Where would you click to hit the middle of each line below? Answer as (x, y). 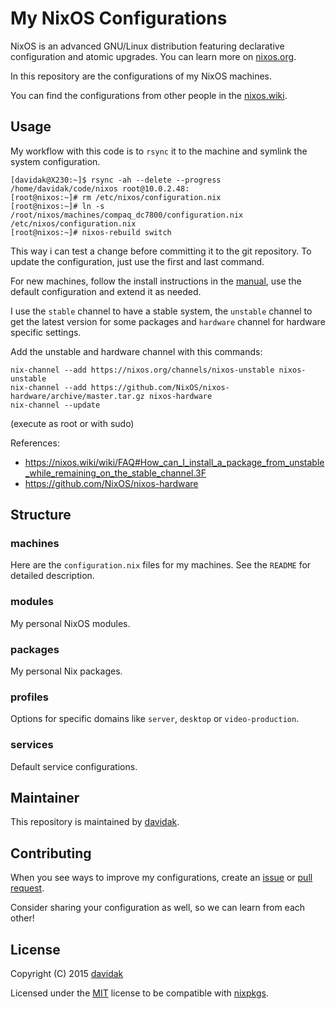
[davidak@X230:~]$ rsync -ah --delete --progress (116, 180)
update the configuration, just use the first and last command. (137, 261)
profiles (30, 697)
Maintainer (45, 798)
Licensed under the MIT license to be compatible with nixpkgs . (139, 993)
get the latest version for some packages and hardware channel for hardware (168, 321)
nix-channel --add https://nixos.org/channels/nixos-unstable (142, 370)
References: (35, 443)
